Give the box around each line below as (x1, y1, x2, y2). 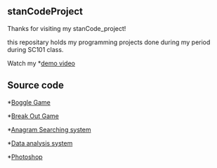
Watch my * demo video (7, 59, 76, 67)
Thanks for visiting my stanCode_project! (7, 24, 126, 32)
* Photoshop (7, 153, 44, 161)
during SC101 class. (7, 45, 64, 53)
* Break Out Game (7, 112, 60, 120)
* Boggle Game (7, 98, 51, 106)
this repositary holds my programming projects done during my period (7, 38, 211, 46)
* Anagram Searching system (7, 125, 91, 134)
